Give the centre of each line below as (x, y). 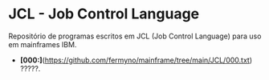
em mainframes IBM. (43, 44)
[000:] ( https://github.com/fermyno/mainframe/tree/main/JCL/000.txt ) (136, 60)
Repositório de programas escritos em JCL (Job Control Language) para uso (135, 36)
